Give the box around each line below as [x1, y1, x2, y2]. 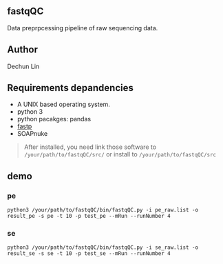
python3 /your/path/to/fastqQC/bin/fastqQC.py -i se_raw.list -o [7, 244, 198, 251]
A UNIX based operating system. [17, 100, 110, 109]
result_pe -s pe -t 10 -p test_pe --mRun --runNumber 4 [7, 213, 171, 220]
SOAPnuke [17, 130, 48, 138]
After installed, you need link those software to [23, 143, 157, 151]
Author [7, 44, 38, 56]
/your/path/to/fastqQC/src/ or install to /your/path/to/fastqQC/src [23, 150, 217, 159]
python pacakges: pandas [17, 115, 92, 123]
